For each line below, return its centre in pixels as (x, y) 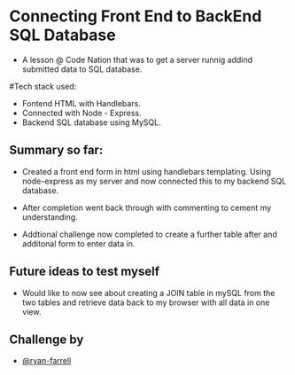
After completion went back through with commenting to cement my (147, 207)
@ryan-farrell (47, 361)
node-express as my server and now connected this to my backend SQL (154, 181)
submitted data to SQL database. (82, 69)
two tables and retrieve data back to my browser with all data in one (146, 302)
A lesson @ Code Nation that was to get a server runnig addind (137, 59)
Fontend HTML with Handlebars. (82, 103)
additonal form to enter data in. (78, 243)
